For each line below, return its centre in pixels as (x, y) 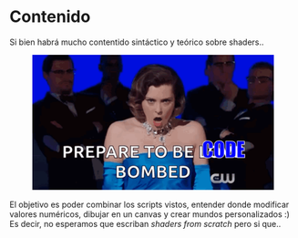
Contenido (50, 17)
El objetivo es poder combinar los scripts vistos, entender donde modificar (149, 205)
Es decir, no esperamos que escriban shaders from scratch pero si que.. (145, 224)
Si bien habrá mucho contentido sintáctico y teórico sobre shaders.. (137, 42)
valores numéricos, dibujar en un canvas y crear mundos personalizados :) (149, 214)
